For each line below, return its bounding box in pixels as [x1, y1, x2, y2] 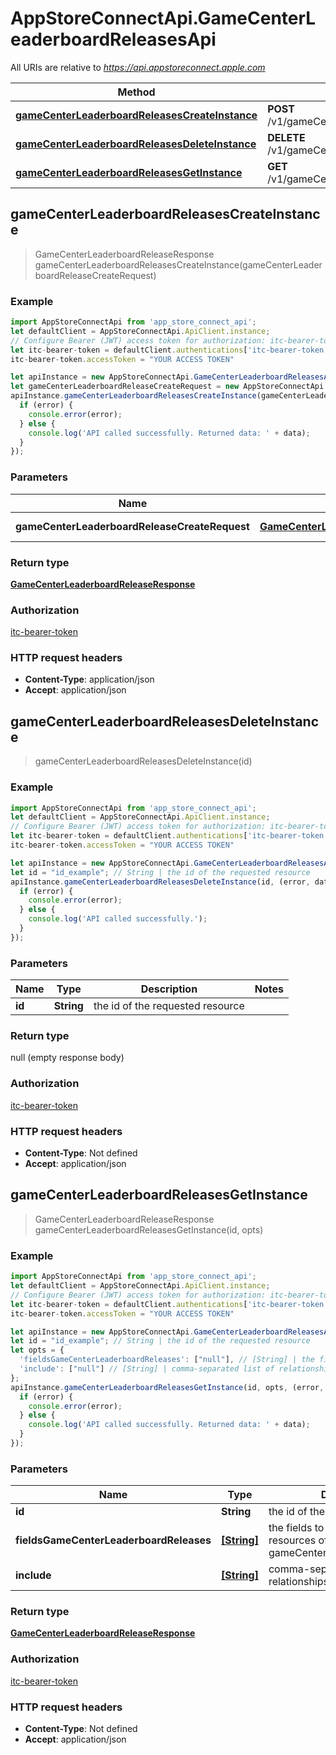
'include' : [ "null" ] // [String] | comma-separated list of [19, 1364, 275, 1374]
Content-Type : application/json [24, 673, 155, 686]
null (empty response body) [10, 1052, 125, 1064]
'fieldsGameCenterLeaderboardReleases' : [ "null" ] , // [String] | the [19, 1355, 315, 1365]
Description [140, 982, 198, 996]
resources [268, 1533, 317, 1547]
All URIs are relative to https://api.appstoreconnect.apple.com [10, 61, 266, 73]
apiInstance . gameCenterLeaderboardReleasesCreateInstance [10, 391, 257, 401]
